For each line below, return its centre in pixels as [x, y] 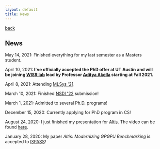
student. [13, 60]
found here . [16, 127]
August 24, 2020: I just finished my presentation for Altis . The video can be [80, 122]
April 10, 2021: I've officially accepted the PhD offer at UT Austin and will [79, 70]
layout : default [21, 9]
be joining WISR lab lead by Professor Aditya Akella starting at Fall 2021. [79, 75]
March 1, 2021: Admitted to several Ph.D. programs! [56, 103]
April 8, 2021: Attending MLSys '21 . [40, 84]
